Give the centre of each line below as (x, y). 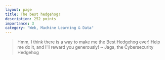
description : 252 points (31, 19)
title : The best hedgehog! (33, 14)
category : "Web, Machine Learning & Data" (49, 28)
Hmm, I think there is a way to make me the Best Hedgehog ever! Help (89, 42)
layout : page (19, 10)
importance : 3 (20, 23)
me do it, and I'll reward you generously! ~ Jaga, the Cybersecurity (85, 47)
